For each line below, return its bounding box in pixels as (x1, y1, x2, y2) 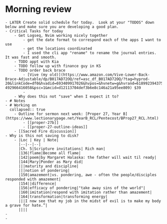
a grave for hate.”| (5, 203, 48, 208)
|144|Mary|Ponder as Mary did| (18, 159, 83, 164)
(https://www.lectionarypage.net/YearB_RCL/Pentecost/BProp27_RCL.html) (5, 115, 159, 120)
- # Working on (5, 103, 37, 108)
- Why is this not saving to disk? (5, 133, 79, 138)
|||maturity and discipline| (18, 163, 79, 169)
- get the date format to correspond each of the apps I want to (23, 37, 162, 42)
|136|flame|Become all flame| (18, 150, 81, 155)
